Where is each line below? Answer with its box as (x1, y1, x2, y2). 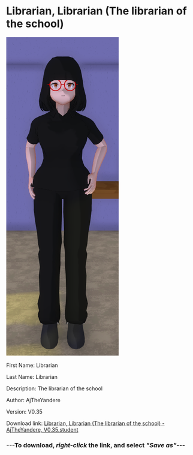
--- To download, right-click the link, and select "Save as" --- (6, 441, 186, 449)
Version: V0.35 (6, 408, 43, 415)
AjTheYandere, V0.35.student (6, 426, 79, 433)
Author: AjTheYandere (6, 396, 61, 403)
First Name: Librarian (6, 361, 58, 369)
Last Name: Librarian (6, 373, 58, 380)
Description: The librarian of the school (6, 385, 103, 392)
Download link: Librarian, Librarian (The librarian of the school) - (6, 420, 165, 427)
